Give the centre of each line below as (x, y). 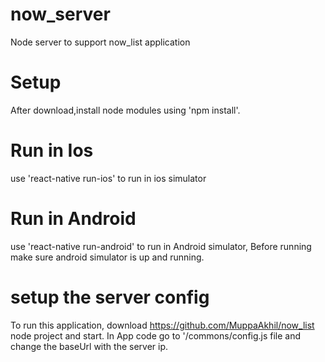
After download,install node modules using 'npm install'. (125, 110)
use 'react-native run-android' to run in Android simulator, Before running (161, 246)
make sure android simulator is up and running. (107, 257)
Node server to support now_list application (100, 42)
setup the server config (110, 297)
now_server (60, 14)
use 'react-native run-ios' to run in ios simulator (108, 178)
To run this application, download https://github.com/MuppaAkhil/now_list (162, 325)
